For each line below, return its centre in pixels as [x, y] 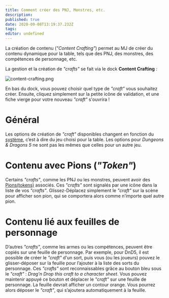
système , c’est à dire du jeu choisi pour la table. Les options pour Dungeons [84, 139]
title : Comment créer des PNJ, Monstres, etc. [55, 10]
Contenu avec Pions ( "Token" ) [71, 166]
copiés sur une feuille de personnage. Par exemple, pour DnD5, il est [77, 252]
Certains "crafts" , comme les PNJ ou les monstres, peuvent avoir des [78, 179]
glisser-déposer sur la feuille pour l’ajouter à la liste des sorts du [72, 263]
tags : [11, 29]
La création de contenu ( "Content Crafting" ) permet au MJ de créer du [79, 48]
